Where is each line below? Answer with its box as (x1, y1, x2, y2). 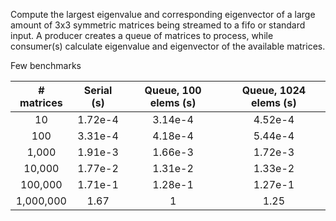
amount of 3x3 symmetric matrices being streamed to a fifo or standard (10, 19, 306, 31)
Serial (83, 84, 113, 97)
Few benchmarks (10, 60, 82, 71)
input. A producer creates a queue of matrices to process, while (10, 30, 274, 41)
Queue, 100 (144, 84, 202, 97)
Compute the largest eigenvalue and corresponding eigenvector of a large (10, 9, 316, 20)
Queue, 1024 (241, 84, 307, 97)
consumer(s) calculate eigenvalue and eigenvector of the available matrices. (10, 40, 326, 52)
